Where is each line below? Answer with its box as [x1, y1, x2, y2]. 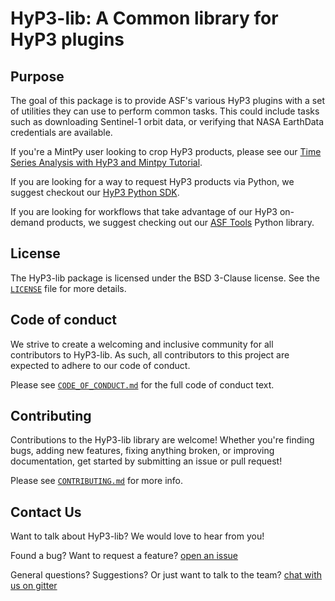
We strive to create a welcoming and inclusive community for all [10, 338, 274, 350]
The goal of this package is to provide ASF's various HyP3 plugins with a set [10, 95, 325, 106]
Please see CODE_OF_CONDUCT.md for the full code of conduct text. [10, 378, 275, 391]
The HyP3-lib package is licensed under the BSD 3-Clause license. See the [10, 272, 320, 284]
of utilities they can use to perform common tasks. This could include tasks [10, 105, 320, 117]
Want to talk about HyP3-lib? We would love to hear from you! [10, 530, 265, 542]
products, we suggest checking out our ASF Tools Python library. [46, 217, 315, 228]
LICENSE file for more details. [10, 282, 127, 294]
